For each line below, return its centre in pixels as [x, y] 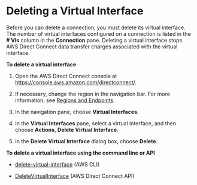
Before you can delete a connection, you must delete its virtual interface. [96, 27]
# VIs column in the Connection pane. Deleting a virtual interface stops [94, 40]
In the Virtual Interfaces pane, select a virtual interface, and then [96, 123]
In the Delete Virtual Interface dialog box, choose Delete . [86, 141]
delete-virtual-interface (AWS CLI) [57, 164]
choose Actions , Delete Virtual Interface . [66, 129]
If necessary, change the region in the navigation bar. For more [93, 94]
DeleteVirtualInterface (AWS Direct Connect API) [75, 176]
